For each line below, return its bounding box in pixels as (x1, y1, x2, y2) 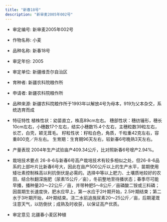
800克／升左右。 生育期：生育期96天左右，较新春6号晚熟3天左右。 (16, 136, 156, 142)
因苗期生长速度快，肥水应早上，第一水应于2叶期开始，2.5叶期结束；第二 (12, 188, 162, 195)
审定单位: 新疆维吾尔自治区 (12, 68, 68, 75)
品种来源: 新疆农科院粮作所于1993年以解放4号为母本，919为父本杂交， (12, 100, 158, 106)
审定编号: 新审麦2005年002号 (12, 26, 74, 32)
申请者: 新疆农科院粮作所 (12, 90, 63, 96)
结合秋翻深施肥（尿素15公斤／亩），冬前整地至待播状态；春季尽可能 (21, 176, 159, 182)
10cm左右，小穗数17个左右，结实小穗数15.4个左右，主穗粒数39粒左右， (12, 123, 160, 130)
